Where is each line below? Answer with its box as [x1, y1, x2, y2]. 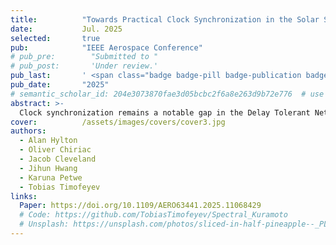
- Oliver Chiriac [19, 145, 92, 155]
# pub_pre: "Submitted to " [10, 52, 159, 62]
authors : [10, 126, 47, 136]
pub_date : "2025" [10, 80, 110, 90]
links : [10, 191, 38, 201]
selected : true [10, 33, 101, 43]
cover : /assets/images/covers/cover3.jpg [10, 117, 226, 127]
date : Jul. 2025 [10, 24, 123, 34]
